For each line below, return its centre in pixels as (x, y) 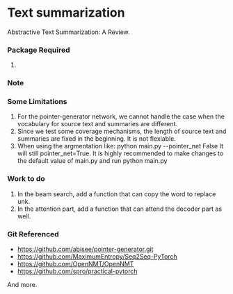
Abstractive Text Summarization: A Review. (69, 32)
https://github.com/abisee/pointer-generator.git (85, 249)
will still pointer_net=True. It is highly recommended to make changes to (120, 153)
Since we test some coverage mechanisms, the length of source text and (122, 131)
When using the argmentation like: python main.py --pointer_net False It (120, 146)
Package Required (39, 50)
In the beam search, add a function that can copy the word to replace (116, 194)
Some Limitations (37, 102)
